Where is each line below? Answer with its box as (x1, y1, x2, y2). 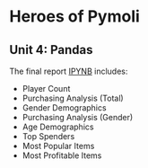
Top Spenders (22, 131, 75, 141)
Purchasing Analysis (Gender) (22, 112, 134, 122)
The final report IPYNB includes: (9, 66, 128, 76)
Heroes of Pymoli (9, 6, 141, 27)
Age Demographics (22, 121, 94, 132)
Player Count (22, 84, 71, 93)
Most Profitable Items (22, 150, 102, 161)
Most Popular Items (22, 141, 95, 151)
